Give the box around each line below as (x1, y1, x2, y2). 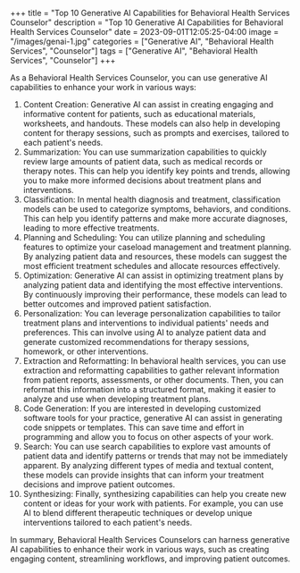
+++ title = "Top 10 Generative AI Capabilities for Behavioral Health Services (10, 8, 290, 18)
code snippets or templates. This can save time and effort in (22, 422, 245, 433)
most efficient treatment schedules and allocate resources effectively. (22, 261, 280, 271)
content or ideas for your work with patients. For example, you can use (22, 498, 284, 509)
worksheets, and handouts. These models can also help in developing (22, 118, 280, 129)
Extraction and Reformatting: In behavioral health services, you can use (22, 356, 287, 366)
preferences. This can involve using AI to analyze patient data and (22, 327, 267, 338)
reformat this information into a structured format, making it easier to (22, 384, 276, 394)
